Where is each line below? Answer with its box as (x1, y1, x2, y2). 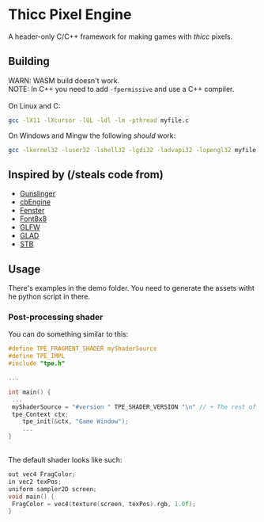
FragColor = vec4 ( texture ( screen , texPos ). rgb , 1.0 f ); (11, 500, 196, 508)
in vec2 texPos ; (8, 478, 62, 486)
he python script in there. (8, 291, 91, 302)
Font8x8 (19, 214, 47, 223)
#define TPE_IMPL (8, 352, 66, 360)
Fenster (19, 206, 45, 215)
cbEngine (19, 197, 51, 207)
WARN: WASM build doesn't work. (8, 75, 120, 85)
